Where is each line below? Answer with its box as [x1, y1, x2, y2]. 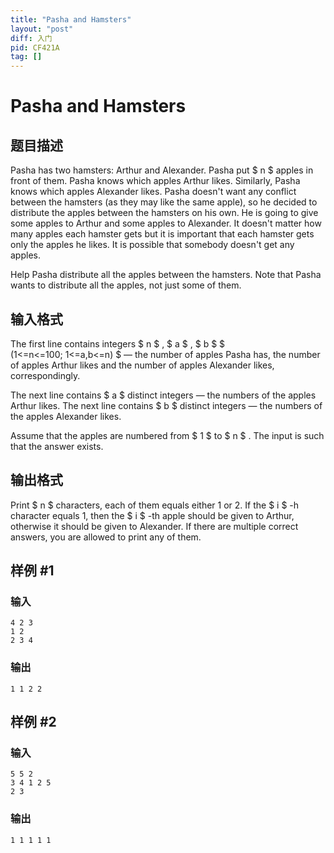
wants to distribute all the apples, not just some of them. [10, 279, 242, 291]
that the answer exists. [10, 440, 104, 452]
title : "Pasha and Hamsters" [10, 14, 132, 25]
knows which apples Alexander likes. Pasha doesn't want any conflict [10, 186, 297, 198]
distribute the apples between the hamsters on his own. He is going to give [10, 207, 319, 219]
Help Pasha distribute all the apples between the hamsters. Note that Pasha [10, 269, 322, 281]
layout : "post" [10, 24, 74, 34]
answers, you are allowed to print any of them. [10, 531, 202, 543]
